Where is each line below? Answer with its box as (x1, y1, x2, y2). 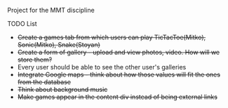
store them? (17, 55, 53, 64)
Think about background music (17, 86, 108, 93)
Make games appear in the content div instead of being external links (17, 93, 217, 101)
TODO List (7, 20, 37, 27)
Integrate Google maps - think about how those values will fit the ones (17, 70, 221, 79)
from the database (17, 78, 72, 86)
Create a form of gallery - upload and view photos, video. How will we (17, 48, 220, 56)
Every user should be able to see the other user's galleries (17, 63, 187, 71)
